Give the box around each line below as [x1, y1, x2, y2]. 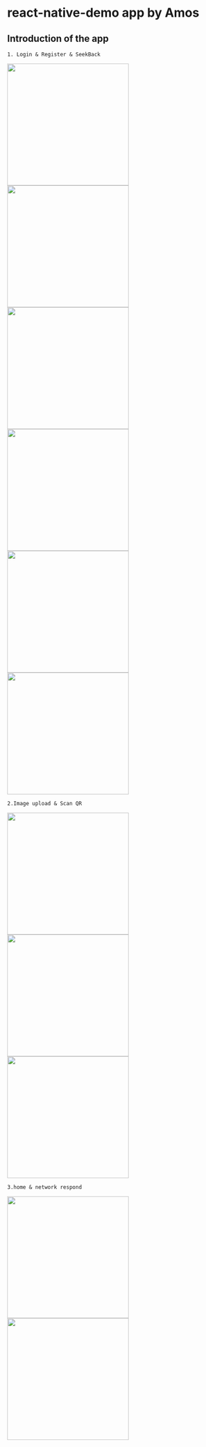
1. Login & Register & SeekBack [7, 51, 101, 58]
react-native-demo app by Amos [7, 5, 200, 21]
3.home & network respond [7, 1184, 82, 1191]
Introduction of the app [7, 33, 109, 45]
